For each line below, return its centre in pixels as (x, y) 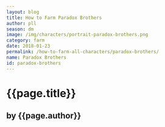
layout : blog (23, 12)
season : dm (20, 29)
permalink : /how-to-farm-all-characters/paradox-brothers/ (83, 52)
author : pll (21, 23)
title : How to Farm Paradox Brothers (54, 18)
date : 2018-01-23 (28, 46)
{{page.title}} (41, 93)
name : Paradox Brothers (37, 57)
